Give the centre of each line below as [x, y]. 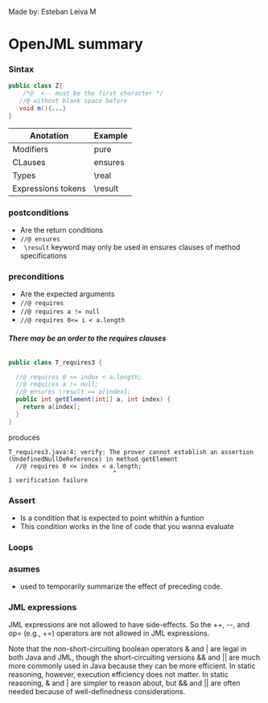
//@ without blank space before [73, 101]
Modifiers [31, 149]
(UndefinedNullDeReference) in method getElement [93, 459]
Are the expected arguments [67, 294]
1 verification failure [48, 480]
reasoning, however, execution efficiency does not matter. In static [119, 675]
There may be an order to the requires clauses [87, 338]
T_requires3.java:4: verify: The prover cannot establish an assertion [131, 452]
